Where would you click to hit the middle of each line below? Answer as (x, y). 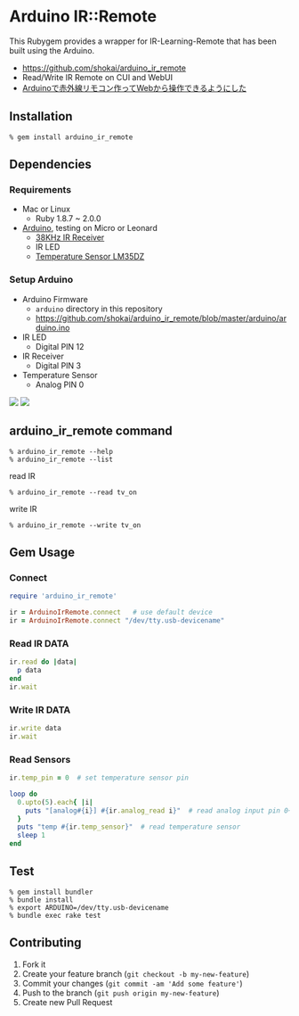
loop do (24, 794)
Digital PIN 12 (60, 346)
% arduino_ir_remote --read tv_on (73, 492)
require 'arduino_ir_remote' (63, 596)
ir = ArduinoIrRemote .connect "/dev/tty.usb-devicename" (117, 620)
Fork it (34, 964)
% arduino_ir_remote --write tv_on (75, 525)
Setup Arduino (41, 280)
